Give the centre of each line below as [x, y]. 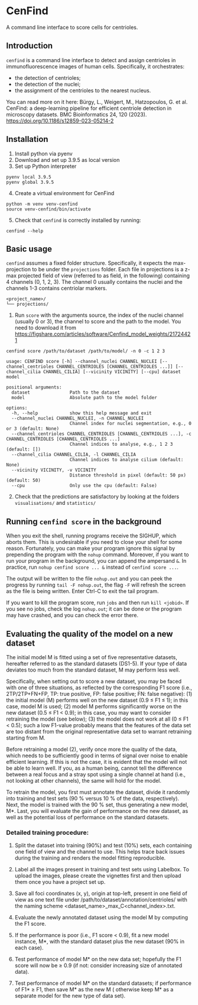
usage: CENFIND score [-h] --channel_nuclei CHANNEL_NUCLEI [82, 362]
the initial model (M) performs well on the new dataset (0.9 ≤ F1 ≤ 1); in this [97, 700]
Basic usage [29, 249]
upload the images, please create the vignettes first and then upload [98, 876]
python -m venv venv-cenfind [42, 204]
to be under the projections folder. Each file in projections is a [108, 270]
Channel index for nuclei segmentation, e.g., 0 [131, 424]
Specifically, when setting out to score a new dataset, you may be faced [94, 681]
